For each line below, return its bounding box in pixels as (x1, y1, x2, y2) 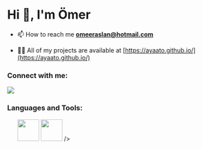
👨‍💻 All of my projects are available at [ (17, 46, 125, 54)
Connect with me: (7, 70, 68, 80)
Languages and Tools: (7, 103, 83, 113)
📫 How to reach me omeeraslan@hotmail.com (17, 30, 154, 38)
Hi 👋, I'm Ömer (7, 7, 91, 23)
